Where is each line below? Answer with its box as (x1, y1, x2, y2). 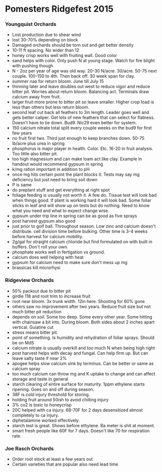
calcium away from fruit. (12, 94, 61, 100)
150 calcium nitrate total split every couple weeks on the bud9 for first (12, 125, 152, 131)
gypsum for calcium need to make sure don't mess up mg (12, 260, 128, 265)
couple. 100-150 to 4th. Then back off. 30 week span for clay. (12, 73, 135, 79)
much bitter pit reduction (12, 308, 62, 315)
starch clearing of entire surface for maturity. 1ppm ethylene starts (12, 381, 145, 387)
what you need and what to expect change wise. (12, 208, 110, 214)
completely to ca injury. (12, 412, 59, 418)
